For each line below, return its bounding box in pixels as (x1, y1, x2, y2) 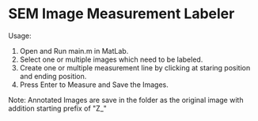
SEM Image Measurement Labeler (8, 5, 235, 23)
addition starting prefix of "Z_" (8, 104, 107, 113)
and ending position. (19, 71, 87, 81)
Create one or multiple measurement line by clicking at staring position (19, 62, 251, 72)
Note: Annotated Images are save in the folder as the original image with (8, 95, 244, 104)
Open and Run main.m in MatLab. (19, 46, 129, 55)
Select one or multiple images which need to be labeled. (19, 55, 203, 64)
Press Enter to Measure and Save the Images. (19, 80, 169, 89)
